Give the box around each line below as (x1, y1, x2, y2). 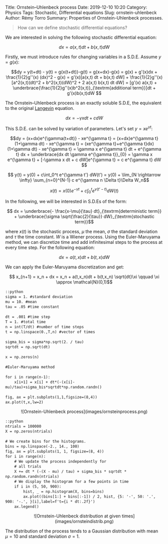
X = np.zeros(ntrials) (5, 429, 53, 434)
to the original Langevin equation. (5, 105, 74, 111)
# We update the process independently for (14, 459, 107, 464)
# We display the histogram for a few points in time (14, 479, 129, 484)
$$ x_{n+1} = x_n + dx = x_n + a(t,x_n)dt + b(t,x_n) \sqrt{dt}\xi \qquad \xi (9, 274, 159, 280)
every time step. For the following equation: (5, 244, 95, 250)
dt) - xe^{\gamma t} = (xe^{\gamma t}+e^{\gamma (38, 141, 143, 147)
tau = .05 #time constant (5, 305, 59, 310)
